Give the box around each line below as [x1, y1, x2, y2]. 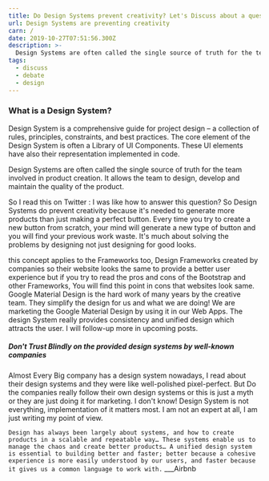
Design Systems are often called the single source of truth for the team [8, 164, 243, 174]
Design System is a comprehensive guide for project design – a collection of [8, 123, 259, 133]
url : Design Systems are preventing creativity [8, 19, 171, 27]
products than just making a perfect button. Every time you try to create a [8, 214, 251, 224]
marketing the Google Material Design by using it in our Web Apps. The [8, 306, 243, 316]
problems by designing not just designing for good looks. [8, 240, 197, 249]
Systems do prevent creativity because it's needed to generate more [8, 205, 235, 215]
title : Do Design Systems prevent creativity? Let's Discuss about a [8, 11, 246, 20]
